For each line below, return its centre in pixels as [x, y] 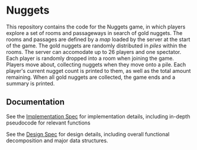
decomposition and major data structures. [57, 141]
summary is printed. [30, 83]
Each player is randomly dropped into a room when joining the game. [90, 58]
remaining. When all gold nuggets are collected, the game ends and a [91, 77]
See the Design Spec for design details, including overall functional [88, 134]
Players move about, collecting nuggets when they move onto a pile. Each [96, 64]
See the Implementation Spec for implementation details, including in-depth [98, 116]
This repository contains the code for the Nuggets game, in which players [96, 27]
